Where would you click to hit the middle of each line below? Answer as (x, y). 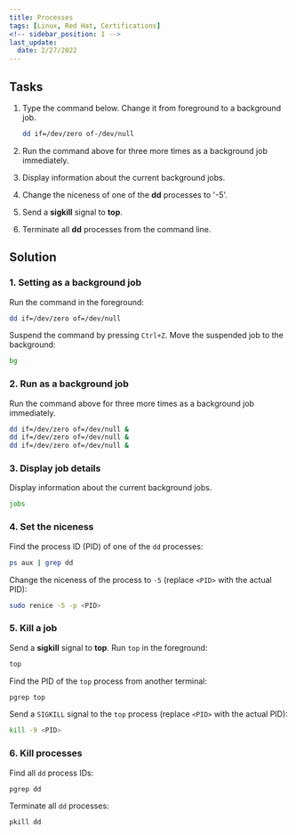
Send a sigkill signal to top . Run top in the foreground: (108, 647)
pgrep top (28, 697)
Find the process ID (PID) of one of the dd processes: (106, 546)
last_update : (33, 42)
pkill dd (25, 823)
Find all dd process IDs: (52, 773)
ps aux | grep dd (41, 563)
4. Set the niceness (52, 527)
